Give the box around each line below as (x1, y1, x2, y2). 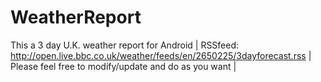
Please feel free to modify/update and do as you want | (10, 60, 237, 72)
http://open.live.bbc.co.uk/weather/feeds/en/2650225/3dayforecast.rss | (10, 49, 312, 61)
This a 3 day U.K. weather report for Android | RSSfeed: (10, 39, 240, 51)
